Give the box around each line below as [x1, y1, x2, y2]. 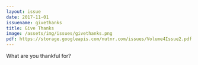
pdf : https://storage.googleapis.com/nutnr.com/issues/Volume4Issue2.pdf [6, 36, 193, 42]
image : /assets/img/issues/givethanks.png [6, 31, 113, 37]
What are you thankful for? [6, 53, 71, 59]
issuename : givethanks [6, 19, 62, 25]
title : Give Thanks [6, 25, 55, 31]
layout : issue [6, 8, 41, 15]
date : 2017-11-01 [6, 14, 49, 20]
